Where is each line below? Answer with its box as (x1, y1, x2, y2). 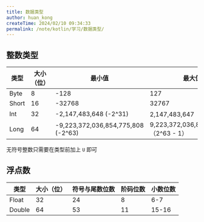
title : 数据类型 (6, 9, 44, 15)
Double (9, 205, 30, 213)
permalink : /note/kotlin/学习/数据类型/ (6, 26, 104, 32)
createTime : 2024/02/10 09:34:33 (6, 20, 91, 26)
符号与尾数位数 (72, 185, 115, 193)
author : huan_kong (6, 15, 53, 21)
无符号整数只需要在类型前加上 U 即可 (6, 146, 98, 153)
